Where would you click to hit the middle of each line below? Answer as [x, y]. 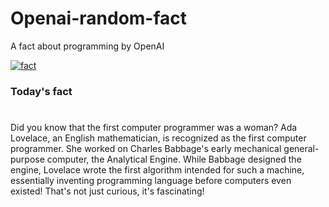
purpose [27, 159]
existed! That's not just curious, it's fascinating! [107, 191]
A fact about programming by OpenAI [87, 46]
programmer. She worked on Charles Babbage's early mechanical [146, 149]
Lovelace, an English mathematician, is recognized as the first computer [158, 138]
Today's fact [41, 91]
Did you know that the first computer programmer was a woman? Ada [154, 128]
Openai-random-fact [99, 18]
